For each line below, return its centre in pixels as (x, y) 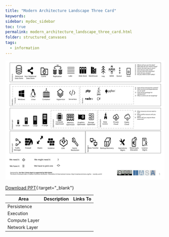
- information (25, 48)
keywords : (16, 16)
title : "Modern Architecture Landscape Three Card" (61, 11)
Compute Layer (23, 220)
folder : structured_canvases (36, 37)
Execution (18, 213)
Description (56, 199)
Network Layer (23, 227)
